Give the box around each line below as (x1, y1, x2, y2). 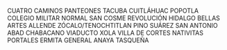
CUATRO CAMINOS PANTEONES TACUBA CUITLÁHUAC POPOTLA (7, 7, 199, 15)
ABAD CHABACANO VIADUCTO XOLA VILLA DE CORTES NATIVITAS (7, 28, 203, 37)
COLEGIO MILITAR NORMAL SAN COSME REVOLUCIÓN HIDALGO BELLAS (7, 14, 221, 22)
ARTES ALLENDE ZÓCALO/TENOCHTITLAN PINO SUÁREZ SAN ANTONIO (7, 22, 219, 29)
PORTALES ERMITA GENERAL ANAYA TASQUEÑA (7, 36, 149, 44)
